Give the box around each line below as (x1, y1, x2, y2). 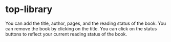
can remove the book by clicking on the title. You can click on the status (5, 25, 157, 31)
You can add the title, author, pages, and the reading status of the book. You (5, 20, 166, 26)
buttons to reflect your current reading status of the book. (5, 31, 127, 37)
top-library (5, 4, 53, 15)
